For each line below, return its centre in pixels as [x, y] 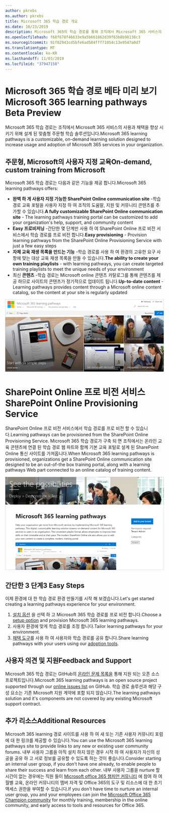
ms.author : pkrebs [24, 16]
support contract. [23, 704]
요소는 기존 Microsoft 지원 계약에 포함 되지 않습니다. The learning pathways [86, 692]
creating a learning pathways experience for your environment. [70, 604]
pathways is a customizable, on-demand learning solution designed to [78, 139]
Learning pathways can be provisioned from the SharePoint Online [79, 435]
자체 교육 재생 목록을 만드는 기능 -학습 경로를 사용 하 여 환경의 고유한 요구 [84, 252]
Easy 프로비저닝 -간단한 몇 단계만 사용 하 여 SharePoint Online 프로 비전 [84, 228]
